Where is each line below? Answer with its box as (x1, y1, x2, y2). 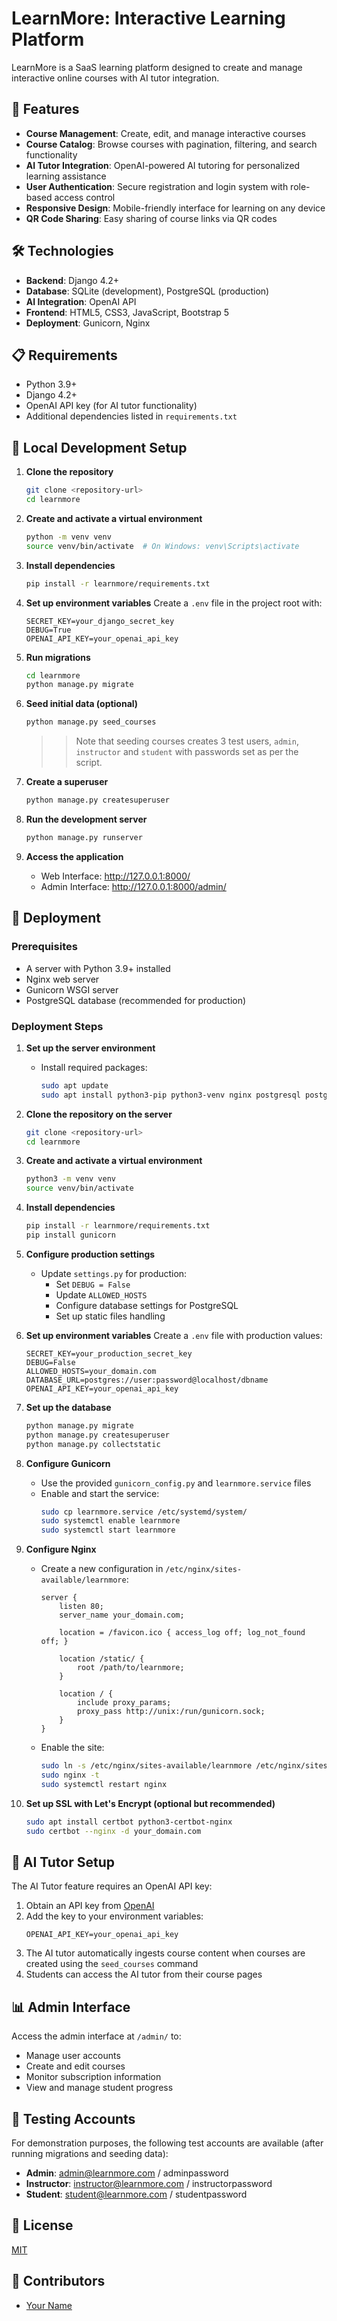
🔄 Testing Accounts (11, 2110, 136, 2127)
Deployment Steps (11, 1019, 104, 1033)
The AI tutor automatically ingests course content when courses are (25, 1947, 306, 1959)
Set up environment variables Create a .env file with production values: (25, 1329, 323, 1341)
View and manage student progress (25, 2082, 174, 2094)
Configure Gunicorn (25, 1457, 111, 1469)
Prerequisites (11, 940, 78, 954)
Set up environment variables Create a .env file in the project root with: (25, 597, 323, 609)
